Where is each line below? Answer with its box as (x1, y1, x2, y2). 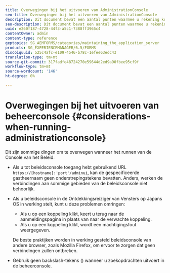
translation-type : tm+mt (5, 54, 58, 60)
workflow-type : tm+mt (5, 64, 51, 69)
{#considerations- (71, 111, 151, 122)
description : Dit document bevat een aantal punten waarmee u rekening (5, 17, 159, 22)
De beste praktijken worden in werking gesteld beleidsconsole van (12, 236, 152, 243)
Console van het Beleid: (5, 154, 55, 160)
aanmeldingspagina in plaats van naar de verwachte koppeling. (20, 216, 152, 222)
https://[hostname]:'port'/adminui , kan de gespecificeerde (12, 169, 140, 176)
